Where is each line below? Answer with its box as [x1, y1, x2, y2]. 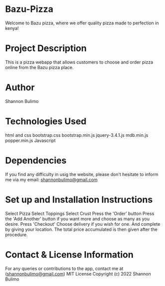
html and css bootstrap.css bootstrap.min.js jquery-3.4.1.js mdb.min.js [5, 132, 149, 138]
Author [5, 82, 35, 93]
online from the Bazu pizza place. [5, 64, 74, 70]
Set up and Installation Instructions [5, 194, 153, 205]
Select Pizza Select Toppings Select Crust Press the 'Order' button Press [5, 210, 155, 216]
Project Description [5, 43, 87, 54]
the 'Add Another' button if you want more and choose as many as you [5, 215, 150, 222]
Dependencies [5, 155, 67, 166]
